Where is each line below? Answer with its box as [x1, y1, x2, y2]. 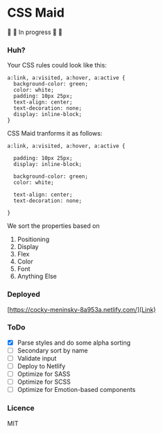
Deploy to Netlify [17, 362, 66, 370]
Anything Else [17, 272, 57, 281]
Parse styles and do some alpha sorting [17, 338, 131, 347]
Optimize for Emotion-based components [17, 386, 136, 394]
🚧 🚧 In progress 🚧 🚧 [7, 28, 63, 36]
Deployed [7, 290, 40, 300]
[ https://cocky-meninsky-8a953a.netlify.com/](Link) [7, 305, 156, 313]
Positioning [17, 235, 50, 244]
